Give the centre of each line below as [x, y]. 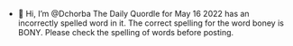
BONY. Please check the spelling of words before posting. [126, 32]
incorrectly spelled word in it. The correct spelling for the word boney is [151, 23]
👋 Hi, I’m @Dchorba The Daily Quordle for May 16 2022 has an [133, 14]
